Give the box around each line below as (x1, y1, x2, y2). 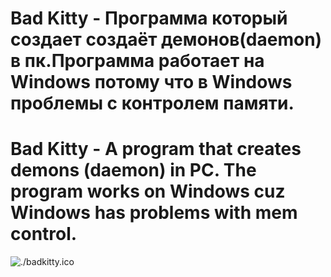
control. (10, 223, 78, 246)
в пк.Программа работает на (10, 50, 265, 72)
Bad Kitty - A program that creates (10, 138, 302, 161)
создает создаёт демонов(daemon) (10, 28, 323, 51)
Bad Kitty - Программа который (10, 7, 288, 30)
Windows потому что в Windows (10, 71, 293, 94)
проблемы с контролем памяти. (10, 92, 295, 115)
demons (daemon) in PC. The (10, 159, 257, 182)
